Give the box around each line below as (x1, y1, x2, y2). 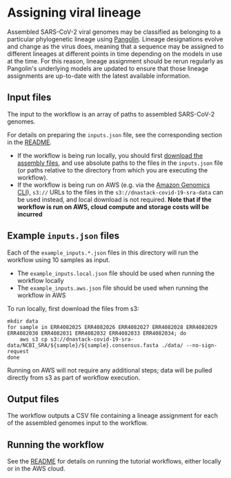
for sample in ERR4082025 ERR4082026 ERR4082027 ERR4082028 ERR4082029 (7, 323, 217, 330)
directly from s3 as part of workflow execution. (7, 373, 141, 381)
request (7, 348, 30, 355)
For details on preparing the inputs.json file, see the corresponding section (7, 130, 223, 139)
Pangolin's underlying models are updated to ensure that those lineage (7, 64, 209, 72)
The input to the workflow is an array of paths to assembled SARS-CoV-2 (7, 110, 215, 118)
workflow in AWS (17, 291, 66, 299)
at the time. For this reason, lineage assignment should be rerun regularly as (7, 57, 224, 65)
